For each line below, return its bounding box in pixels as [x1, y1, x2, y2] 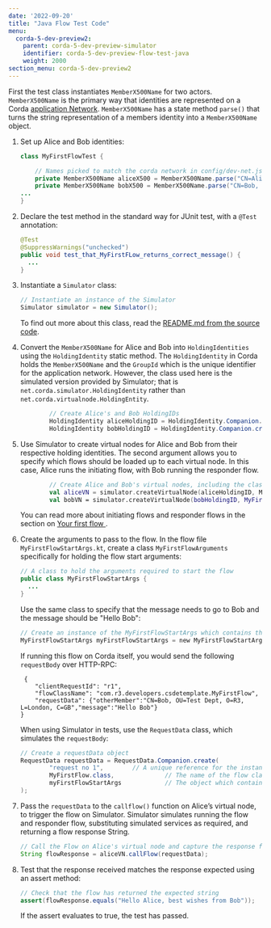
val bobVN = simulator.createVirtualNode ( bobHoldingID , [49, 496, 241, 504]
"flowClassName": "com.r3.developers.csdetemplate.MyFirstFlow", [35, 689, 260, 698]
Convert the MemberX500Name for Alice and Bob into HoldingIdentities [19, 343, 250, 352]
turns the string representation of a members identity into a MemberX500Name [8, 112, 258, 122]
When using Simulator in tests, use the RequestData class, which [19, 724, 233, 734]
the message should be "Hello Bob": [19, 613, 141, 622]
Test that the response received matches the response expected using [19, 864, 256, 874]
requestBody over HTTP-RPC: [19, 660, 118, 669]
